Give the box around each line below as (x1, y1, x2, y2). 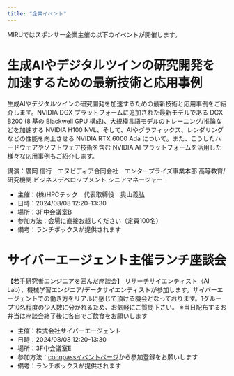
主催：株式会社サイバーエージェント (17, 326, 122, 335)
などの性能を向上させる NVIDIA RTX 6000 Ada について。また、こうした (7, 134, 216, 143)
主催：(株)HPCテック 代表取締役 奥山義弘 (17, 190, 145, 198)
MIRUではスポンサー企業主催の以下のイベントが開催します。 (7, 30, 181, 38)
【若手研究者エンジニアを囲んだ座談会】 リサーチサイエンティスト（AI (7, 277, 210, 285)
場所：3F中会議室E (17, 344, 72, 352)
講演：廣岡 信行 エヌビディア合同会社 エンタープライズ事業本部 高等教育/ (7, 166, 226, 175)
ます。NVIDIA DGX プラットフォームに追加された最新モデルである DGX (19, 108, 224, 116)
